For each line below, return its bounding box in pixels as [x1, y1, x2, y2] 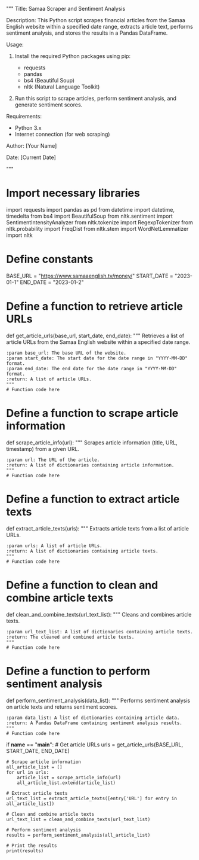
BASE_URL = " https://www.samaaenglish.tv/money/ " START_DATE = [6, 272, 174, 279]
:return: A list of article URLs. [6, 376, 92, 382]
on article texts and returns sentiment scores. [6, 703, 118, 710]
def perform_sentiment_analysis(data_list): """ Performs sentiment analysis [6, 697, 191, 704]
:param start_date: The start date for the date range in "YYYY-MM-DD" [6, 355, 188, 361]
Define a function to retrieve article [6, 300, 184, 313]
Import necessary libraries [6, 187, 140, 200]
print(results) [6, 847, 44, 854]
